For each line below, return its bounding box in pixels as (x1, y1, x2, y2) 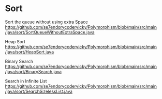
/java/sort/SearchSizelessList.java (5, 88, 73, 94)
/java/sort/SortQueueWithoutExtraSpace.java (5, 29, 95, 35)
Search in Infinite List (5, 78, 47, 84)
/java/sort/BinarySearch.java (5, 68, 62, 74)
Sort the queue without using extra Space (5, 19, 88, 25)
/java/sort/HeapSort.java (5, 49, 54, 55)
